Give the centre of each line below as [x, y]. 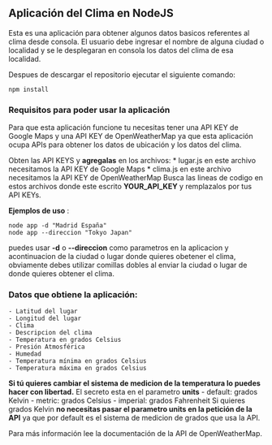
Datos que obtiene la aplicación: [73, 295]
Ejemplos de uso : [39, 211]
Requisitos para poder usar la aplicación [89, 110]
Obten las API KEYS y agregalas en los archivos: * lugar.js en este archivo [132, 161]
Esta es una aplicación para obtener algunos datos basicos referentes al [129, 32]
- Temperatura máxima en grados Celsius [78, 369]
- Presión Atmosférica [47, 347]
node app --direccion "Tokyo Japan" [70, 233]
